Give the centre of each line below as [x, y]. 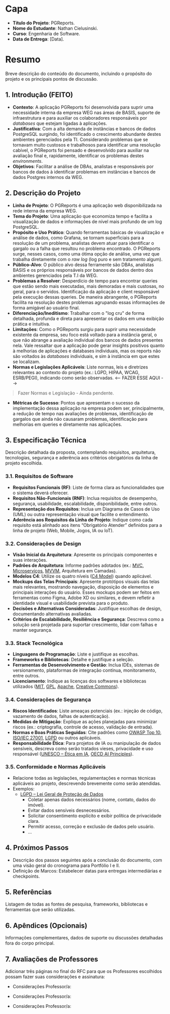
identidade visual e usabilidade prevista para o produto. [71, 603]
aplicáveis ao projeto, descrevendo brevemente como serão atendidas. [87, 783]
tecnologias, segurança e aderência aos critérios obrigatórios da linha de [82, 458]
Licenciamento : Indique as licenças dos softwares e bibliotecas [79, 681]
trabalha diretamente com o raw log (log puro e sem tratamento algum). [88, 259]
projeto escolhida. [24, 463]
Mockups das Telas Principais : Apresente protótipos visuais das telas [86, 582]
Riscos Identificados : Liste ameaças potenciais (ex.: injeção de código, [88, 711]
